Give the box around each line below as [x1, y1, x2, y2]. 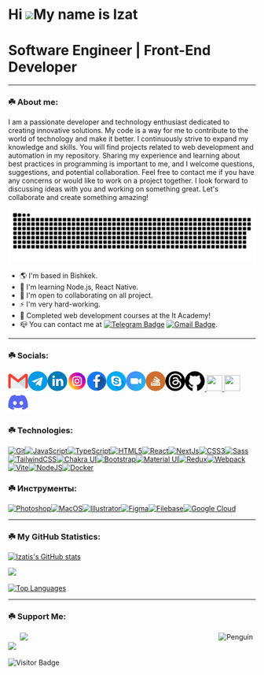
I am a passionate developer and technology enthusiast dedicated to [8, 117, 230, 127]
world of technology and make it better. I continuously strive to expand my [8, 134, 249, 143]
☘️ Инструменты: [8, 483, 77, 494]
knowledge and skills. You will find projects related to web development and [8, 143, 254, 152]
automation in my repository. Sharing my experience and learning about [8, 151, 240, 161]
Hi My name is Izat [8, 6, 138, 24]
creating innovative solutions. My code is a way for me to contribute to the [8, 126, 249, 135]
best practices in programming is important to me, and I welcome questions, [8, 159, 255, 169]
